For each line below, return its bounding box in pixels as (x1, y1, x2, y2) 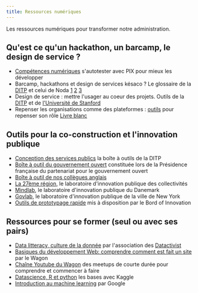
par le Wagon (14, 255, 48, 262)
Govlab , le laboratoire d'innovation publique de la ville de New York (14, 193, 181, 200)
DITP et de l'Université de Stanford (14, 99, 101, 106)
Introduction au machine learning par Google (14, 280, 126, 287)
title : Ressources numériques (6, 8, 82, 15)
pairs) (6, 225, 29, 236)
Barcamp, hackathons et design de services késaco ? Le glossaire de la (14, 80, 191, 87)
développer (14, 74, 44, 81)
